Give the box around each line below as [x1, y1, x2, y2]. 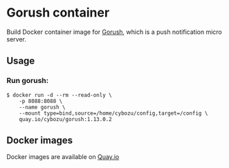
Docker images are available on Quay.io [6, 153, 120, 161]
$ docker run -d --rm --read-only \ [6, 91, 112, 98]
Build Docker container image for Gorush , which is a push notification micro [6, 28, 222, 36]
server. [6, 35, 27, 43]
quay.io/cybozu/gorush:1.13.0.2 [19, 115, 112, 122]
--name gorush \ [19, 104, 66, 111]
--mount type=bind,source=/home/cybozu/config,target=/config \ [19, 109, 208, 117]
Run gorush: [6, 76, 49, 86]
